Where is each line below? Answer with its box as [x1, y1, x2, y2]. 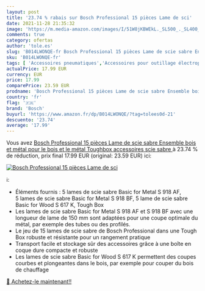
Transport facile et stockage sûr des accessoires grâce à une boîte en [15, 240, 192, 248]
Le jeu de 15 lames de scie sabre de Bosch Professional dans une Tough [15, 227, 197, 235]
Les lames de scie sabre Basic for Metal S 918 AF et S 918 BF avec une [15, 208, 193, 215]
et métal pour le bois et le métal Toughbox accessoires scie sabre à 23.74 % [6, 146, 198, 153]
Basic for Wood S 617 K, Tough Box [15, 201, 104, 209]
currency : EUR [6, 71, 43, 77]
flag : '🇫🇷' [6, 99, 37, 106]
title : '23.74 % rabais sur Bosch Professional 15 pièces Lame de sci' [6, 15, 192, 21]
